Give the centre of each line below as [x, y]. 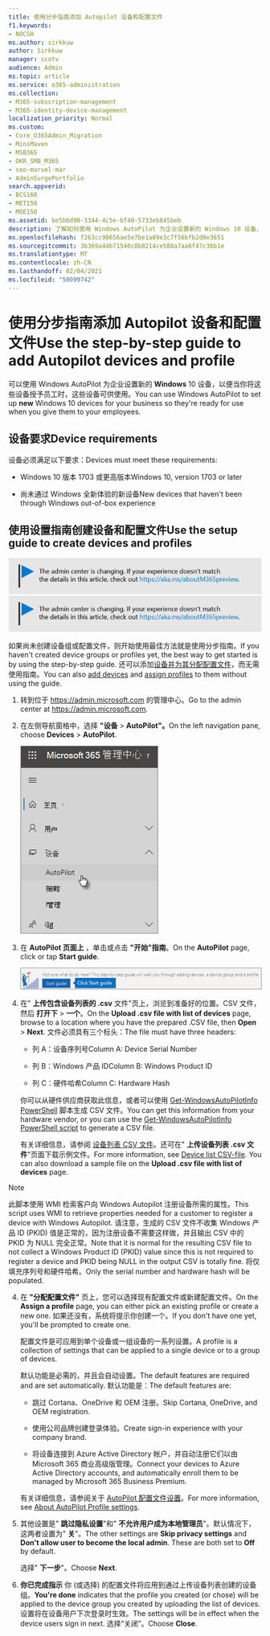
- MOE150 [23, 212]
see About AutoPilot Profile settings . [80, 1507]
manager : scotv [34, 59]
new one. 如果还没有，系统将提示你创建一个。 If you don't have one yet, [138, 1316]
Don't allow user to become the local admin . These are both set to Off [137, 1543]
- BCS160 [23, 195]
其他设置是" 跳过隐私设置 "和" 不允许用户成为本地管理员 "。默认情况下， [137, 1524]
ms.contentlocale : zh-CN [50, 263]
